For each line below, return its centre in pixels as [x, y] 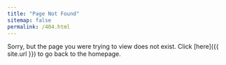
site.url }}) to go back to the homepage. [64, 54]
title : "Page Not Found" [43, 14]
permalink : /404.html [39, 27]
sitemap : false [29, 20]
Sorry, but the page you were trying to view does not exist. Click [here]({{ [113, 47]
